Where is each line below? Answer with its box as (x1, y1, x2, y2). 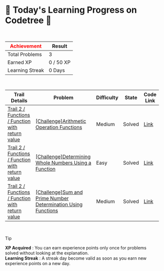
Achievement (9, 43, 42, 49)
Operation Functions (35, 123, 82, 130)
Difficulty (96, 94, 119, 101)
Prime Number (35, 195, 69, 201)
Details (10, 97, 28, 104)
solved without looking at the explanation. (5, 250, 89, 256)
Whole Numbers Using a (35, 159, 92, 166)
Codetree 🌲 (5, 15, 52, 26)
